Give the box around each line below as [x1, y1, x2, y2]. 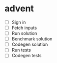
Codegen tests [11, 53, 42, 59]
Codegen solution [11, 41, 48, 47]
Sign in [11, 19, 26, 25]
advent [4, 3, 34, 14]
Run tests [11, 47, 31, 53]
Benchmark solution [11, 36, 53, 42]
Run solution [11, 31, 37, 36]
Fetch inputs [11, 25, 37, 31]
